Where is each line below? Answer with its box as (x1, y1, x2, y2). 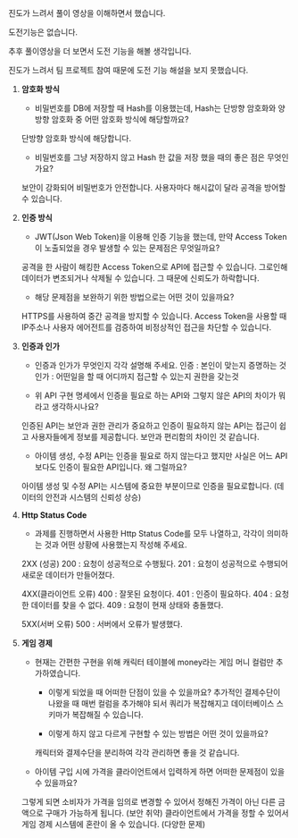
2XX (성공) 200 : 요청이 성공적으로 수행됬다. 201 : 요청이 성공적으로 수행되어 (21, 558, 289, 569)
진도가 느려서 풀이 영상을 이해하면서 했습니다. (8, 8, 166, 18)
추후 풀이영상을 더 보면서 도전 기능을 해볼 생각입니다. (8, 46, 192, 56)
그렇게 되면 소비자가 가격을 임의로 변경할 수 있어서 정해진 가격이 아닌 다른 (21, 797, 277, 807)
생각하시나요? (51, 402, 99, 411)
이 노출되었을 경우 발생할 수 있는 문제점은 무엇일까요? (34, 242, 220, 253)
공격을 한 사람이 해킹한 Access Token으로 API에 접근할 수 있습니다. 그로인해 (21, 262, 288, 272)
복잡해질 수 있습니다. (71, 709, 144, 720)
